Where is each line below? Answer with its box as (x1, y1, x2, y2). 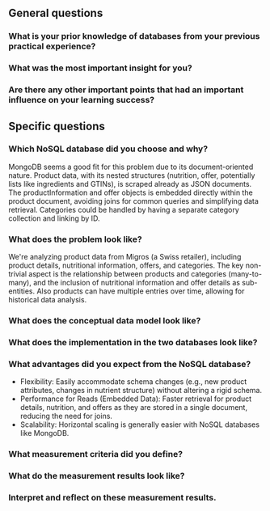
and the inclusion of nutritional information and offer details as (33, 278, 241, 288)
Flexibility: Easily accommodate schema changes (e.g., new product (19, 377, 247, 386)
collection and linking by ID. (8, 213, 100, 223)
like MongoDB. (19, 429, 70, 438)
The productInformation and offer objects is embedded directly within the (8, 188, 253, 197)
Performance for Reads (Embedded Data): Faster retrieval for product (19, 394, 252, 403)
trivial (8, 269, 27, 279)
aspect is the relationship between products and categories (27, 269, 227, 279)
